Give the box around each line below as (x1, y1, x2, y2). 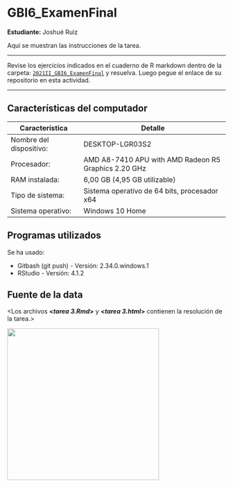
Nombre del (10, 135, 49, 144)
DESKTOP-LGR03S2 (83, 139, 152, 148)
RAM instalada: (10, 175, 60, 185)
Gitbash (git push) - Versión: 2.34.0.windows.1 (17, 262, 149, 270)
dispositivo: (10, 144, 49, 153)
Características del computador (7, 103, 148, 114)
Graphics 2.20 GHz (83, 163, 147, 173)
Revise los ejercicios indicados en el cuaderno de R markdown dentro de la (7, 61, 222, 69)
